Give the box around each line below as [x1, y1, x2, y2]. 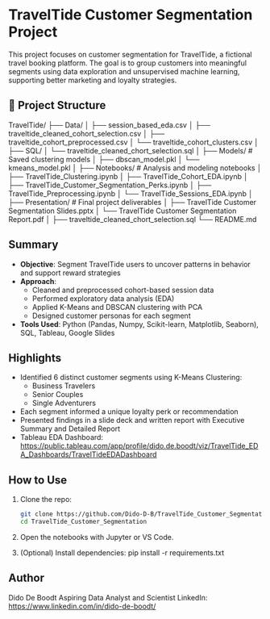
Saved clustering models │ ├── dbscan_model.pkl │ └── [8, 154, 200, 164]
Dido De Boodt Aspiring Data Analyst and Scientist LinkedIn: [8, 592, 208, 602]
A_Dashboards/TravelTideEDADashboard [19, 450, 157, 459]
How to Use [8, 473, 68, 487]
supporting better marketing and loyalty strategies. [8, 75, 177, 85]
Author [8, 571, 44, 585]
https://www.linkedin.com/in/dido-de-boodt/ [8, 601, 156, 611]
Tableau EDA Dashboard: [19, 433, 103, 442]
